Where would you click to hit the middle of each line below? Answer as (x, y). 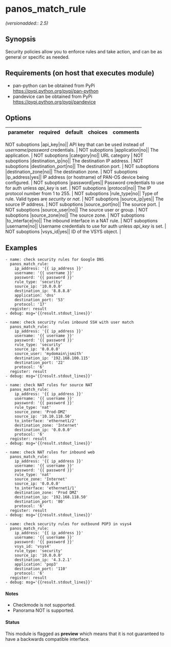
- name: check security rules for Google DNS (55, 260)
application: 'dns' (35, 296)
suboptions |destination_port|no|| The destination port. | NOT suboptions (82, 166)
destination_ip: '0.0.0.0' (43, 430)
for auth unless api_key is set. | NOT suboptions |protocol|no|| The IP (78, 188)
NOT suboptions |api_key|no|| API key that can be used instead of (75, 144)
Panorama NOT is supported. (43, 611)
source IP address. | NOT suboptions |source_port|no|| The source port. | (83, 204)
